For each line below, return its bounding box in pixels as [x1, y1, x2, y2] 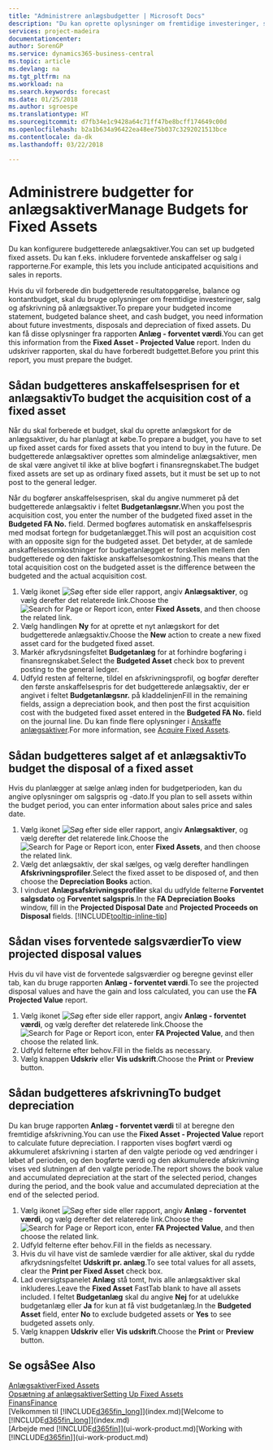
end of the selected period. [8, 1190, 100, 1199]
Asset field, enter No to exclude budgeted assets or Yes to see [19, 1309, 232, 1319]
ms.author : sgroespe [8, 103, 79, 111]
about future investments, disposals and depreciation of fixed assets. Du [8, 321, 252, 330]
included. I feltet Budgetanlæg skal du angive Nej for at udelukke [19, 1291, 240, 1302]
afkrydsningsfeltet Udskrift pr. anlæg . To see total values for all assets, [19, 1257, 257, 1267]
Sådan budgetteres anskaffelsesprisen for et [8, 378, 240, 392]
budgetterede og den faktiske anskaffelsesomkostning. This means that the [8, 554, 259, 564]
